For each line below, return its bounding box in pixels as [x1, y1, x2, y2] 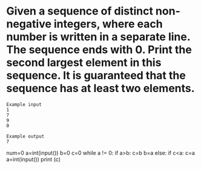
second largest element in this [6, 56, 162, 70]
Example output [6, 133, 45, 139]
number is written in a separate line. [6, 30, 191, 44]
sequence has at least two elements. [6, 82, 195, 95]
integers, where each [53, 17, 163, 31]
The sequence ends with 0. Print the [6, 43, 192, 57]
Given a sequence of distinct [6, 4, 153, 18]
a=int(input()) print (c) [6, 156, 61, 163]
